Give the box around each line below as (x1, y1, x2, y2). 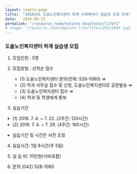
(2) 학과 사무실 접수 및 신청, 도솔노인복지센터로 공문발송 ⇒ (19, 82, 133, 88)
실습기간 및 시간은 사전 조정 (12, 132, 66, 138)
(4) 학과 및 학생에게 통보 (19, 94, 67, 100)
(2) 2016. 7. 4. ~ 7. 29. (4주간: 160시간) (12, 122, 89, 128)
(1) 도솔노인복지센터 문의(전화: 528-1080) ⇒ (19, 76, 106, 82)
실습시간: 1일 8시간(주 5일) (12, 143, 64, 149)
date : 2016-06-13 (5, 16, 46, 21)
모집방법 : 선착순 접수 (12, 65, 53, 72)
